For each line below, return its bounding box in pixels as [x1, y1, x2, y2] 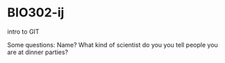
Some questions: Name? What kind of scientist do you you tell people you [7, 40, 219, 49]
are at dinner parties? [7, 48, 68, 56]
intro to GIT [7, 27, 40, 36]
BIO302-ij [7, 5, 65, 21]
